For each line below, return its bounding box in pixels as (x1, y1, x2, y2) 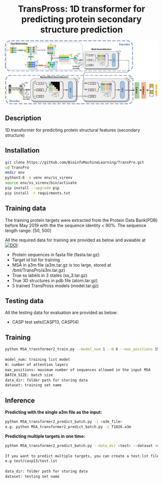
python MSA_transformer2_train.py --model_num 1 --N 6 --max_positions (5, 347, 153, 352)
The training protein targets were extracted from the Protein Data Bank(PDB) (5, 217, 158, 223)
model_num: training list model (5, 357, 70, 362)
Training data (5, 204, 46, 213)
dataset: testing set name (5, 474, 60, 479)
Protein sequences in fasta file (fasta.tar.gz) (12, 252, 100, 257)
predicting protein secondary (21, 14, 142, 25)
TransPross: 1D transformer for (17, 3, 146, 15)
